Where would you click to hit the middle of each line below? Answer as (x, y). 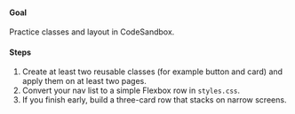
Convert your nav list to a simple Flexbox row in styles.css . (131, 91)
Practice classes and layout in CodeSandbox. (92, 32)
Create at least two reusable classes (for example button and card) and (152, 72)
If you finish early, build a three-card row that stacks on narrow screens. (154, 100)
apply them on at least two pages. (84, 81)
